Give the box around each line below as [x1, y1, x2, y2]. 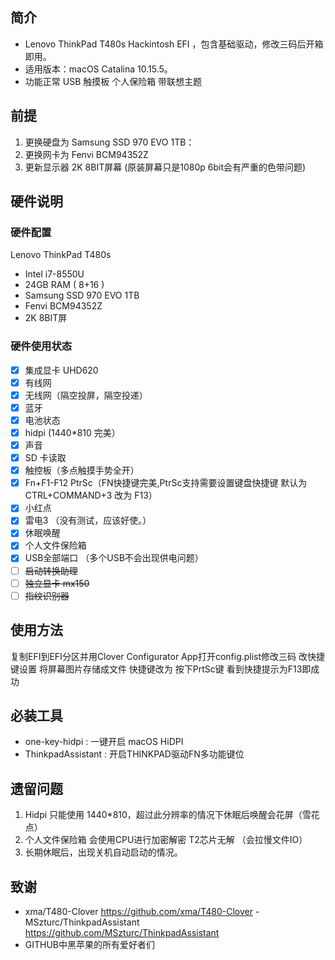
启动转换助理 [24, 564, 78, 577]
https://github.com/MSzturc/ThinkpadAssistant [24, 926, 220, 938]
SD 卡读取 [24, 452, 67, 464]
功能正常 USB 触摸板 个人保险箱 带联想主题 [24, 75, 203, 87]
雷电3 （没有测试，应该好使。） [24, 514, 152, 527]
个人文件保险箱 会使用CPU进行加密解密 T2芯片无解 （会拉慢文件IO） [24, 834, 308, 846]
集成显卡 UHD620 [24, 364, 99, 376]
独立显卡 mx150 [24, 577, 90, 589]
